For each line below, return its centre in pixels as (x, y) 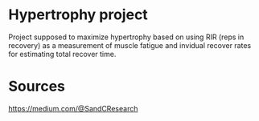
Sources (37, 87)
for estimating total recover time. (62, 54)
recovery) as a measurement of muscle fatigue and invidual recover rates (130, 45)
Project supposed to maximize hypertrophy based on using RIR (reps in (126, 37)
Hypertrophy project (78, 15)
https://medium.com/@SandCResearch (73, 108)
